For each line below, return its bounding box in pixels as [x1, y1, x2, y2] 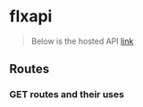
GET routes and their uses [9, 88, 125, 101]
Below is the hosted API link [30, 36, 134, 46]
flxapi [9, 6, 53, 27]
